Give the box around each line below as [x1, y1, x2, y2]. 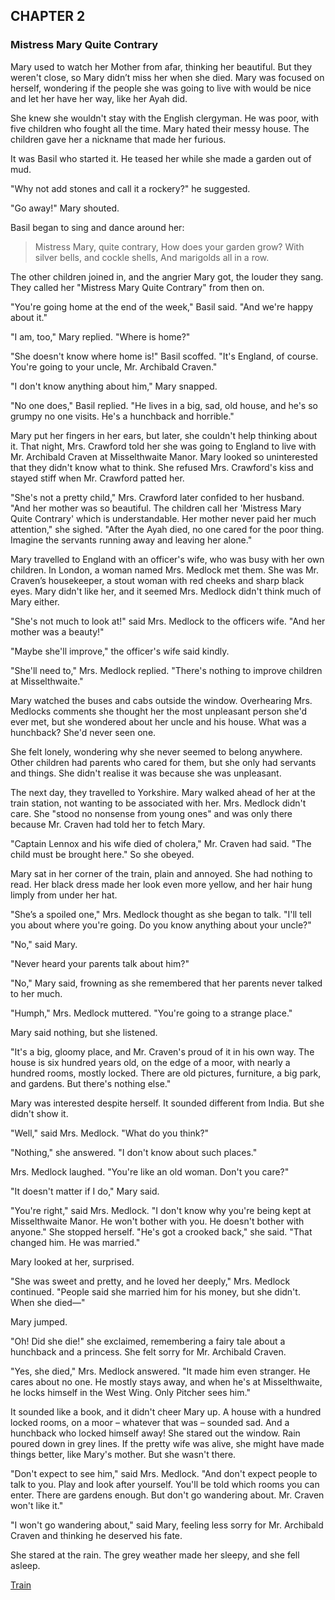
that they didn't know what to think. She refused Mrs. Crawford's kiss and [10, 461, 314, 473]
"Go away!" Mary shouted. [10, 202, 120, 214]
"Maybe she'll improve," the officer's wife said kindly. [10, 645, 230, 657]
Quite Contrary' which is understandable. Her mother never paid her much [10, 512, 317, 524]
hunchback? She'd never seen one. [10, 726, 157, 738]
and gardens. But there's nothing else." [10, 1077, 172, 1089]
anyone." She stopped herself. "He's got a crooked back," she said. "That [10, 1225, 313, 1238]
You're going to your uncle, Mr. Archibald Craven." [10, 360, 218, 373]
